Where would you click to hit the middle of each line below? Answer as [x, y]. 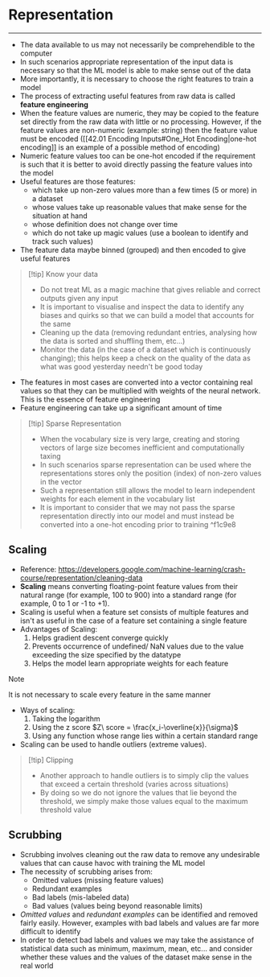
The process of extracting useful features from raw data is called [127, 96]
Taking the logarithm [66, 719]
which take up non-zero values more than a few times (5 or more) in [144, 190]
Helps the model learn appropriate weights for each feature [130, 663]
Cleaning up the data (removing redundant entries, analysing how [148, 332]
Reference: [38, 569]
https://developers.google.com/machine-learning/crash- [152, 569]
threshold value [66, 810]
